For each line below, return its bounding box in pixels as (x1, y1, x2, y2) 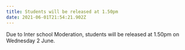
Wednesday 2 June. (6, 37, 55, 44)
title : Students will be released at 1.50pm (6, 8, 118, 15)
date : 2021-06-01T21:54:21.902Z (6, 14, 86, 20)
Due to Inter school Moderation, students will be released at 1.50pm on (6, 30, 180, 37)
